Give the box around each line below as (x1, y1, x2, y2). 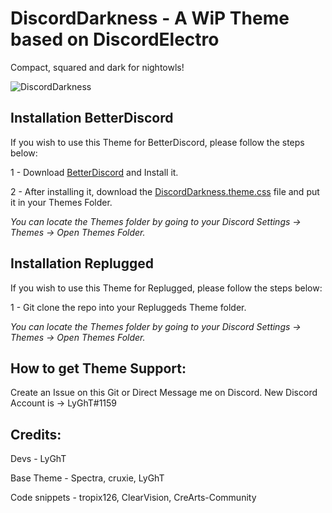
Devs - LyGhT (10, 453, 67, 465)
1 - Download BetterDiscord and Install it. (10, 166, 179, 178)
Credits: (10, 426, 62, 443)
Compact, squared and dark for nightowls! (10, 61, 185, 73)
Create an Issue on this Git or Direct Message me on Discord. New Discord (10, 387, 318, 399)
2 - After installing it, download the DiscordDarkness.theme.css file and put (10, 185, 320, 197)
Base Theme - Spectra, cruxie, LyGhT (10, 472, 165, 484)
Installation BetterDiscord (10, 110, 174, 127)
